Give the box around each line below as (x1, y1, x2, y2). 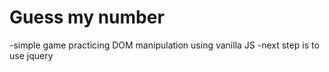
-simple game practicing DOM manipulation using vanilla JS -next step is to (9, 39, 320, 51)
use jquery (9, 49, 54, 61)
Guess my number (9, 6, 165, 29)
